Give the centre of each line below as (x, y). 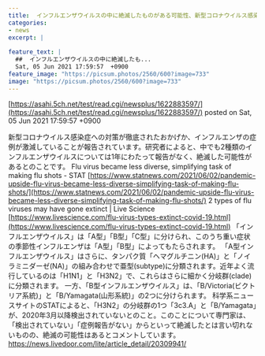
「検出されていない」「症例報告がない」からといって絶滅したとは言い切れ (127, 324)
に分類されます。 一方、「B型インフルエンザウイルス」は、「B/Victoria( (121, 285)
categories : (28, 23)
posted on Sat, (228, 112)
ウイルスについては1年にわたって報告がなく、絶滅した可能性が (151, 156)
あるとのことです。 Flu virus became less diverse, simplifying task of (120, 166)
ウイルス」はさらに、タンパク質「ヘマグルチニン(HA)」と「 (140, 256)
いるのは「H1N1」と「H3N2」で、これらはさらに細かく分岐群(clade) (140, 276)
